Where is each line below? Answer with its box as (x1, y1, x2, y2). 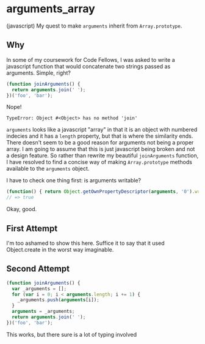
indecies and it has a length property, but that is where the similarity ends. (6, 132, 193, 140)
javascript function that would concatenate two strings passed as (6, 62, 171, 70)
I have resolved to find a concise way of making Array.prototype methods (6, 159, 192, 166)
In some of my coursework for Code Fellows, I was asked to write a (6, 56, 175, 63)
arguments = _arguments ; (12, 308, 75, 315)
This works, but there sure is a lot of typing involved (6, 331, 137, 338)
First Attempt (6, 223, 58, 234)
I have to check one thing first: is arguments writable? (6, 177, 142, 184)
